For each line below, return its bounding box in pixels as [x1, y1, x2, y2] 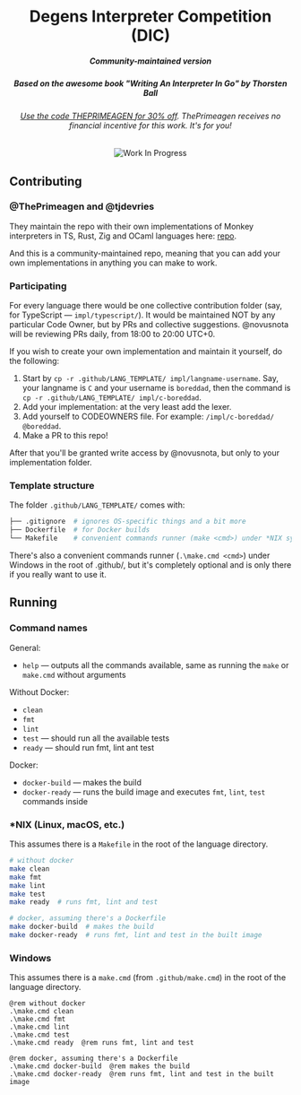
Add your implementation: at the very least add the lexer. [21, 402, 232, 413]
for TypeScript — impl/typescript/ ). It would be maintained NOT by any [9, 309, 276, 320]
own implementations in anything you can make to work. [9, 257, 218, 268]
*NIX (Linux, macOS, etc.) [9, 818, 125, 830]
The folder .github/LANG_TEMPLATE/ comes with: [9, 500, 185, 510]
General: [9, 642, 41, 653]
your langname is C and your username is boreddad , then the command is [21, 383, 291, 394]
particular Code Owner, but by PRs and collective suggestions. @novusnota [9, 319, 289, 330]
